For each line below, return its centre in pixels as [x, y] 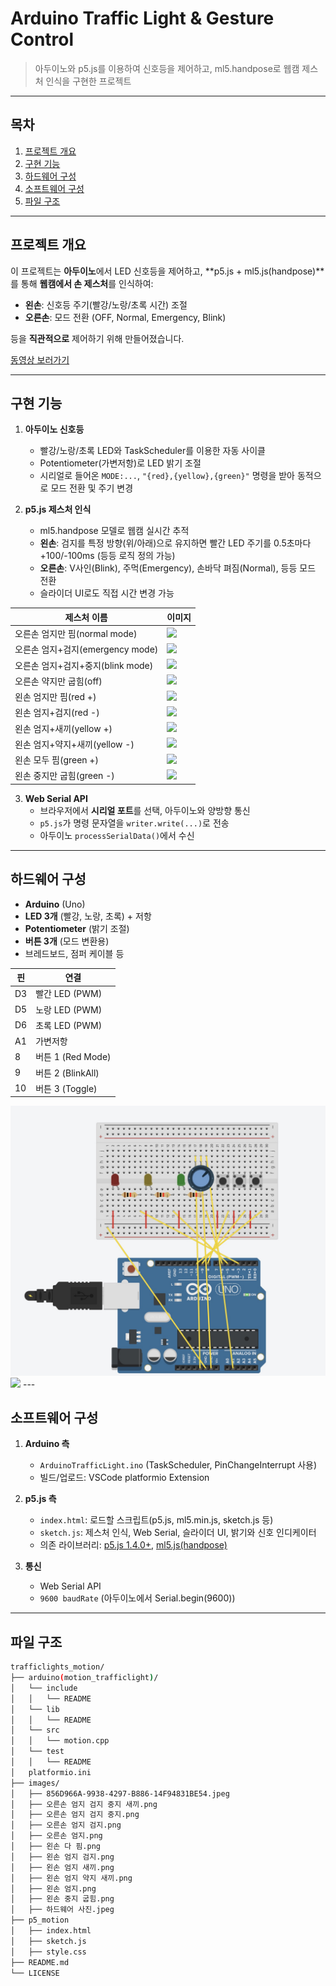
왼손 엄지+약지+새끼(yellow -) [74, 744]
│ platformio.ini [51, 1772]
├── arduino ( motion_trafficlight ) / [84, 1678]
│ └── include [44, 1688]
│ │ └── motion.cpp [60, 1741]
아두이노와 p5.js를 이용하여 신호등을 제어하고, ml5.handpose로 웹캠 [167, 68]
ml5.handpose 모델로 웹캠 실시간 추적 [114, 531]
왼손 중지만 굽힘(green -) [64, 776]
